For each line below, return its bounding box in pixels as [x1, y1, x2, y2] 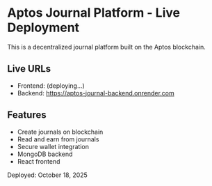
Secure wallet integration [17, 142, 89, 150]
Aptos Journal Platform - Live [7, 5, 181, 21]
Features [7, 109, 47, 121]
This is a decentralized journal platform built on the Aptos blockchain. [7, 42, 206, 51]
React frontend [17, 157, 60, 165]
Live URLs [7, 63, 51, 75]
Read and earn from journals [17, 134, 99, 144]
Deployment [7, 20, 80, 36]
